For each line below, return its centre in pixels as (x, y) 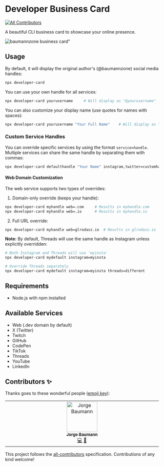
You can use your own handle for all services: (51, 92)
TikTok (19, 351)
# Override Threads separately (37, 267)
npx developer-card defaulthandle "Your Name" (53, 167)
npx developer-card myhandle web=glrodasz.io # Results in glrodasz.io (81, 230)
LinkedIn (21, 366)
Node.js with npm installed (39, 298)
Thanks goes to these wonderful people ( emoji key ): (58, 393)
